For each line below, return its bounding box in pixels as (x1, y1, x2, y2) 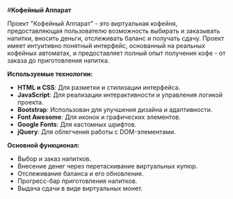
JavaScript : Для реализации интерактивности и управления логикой (17, 90, 223, 99)
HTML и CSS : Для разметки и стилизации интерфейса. (17, 83, 181, 91)
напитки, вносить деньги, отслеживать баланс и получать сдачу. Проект (7, 34, 225, 42)
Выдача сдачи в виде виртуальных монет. (17, 184, 143, 192)
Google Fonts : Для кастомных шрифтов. (17, 120, 137, 128)
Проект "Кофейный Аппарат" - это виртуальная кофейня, (7, 19, 178, 27)
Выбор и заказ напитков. (17, 154, 92, 163)
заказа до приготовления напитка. (7, 56, 110, 65)
